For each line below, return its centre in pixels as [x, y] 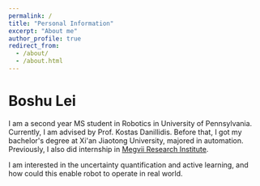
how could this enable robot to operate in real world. [96, 173]
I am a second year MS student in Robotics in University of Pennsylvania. [130, 123]
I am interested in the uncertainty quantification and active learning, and [128, 165]
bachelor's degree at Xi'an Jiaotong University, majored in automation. [126, 140]
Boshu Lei [42, 101]
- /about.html [39, 61]
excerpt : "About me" [43, 31]
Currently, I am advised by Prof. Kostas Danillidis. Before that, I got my [125, 132]
